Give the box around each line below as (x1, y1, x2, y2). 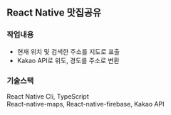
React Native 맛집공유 (6, 6, 102, 19)
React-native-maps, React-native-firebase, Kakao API (6, 99, 165, 108)
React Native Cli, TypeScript (6, 92, 90, 101)
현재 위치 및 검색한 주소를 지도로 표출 (16, 47, 120, 55)
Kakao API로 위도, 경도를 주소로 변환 (16, 56, 120, 65)
